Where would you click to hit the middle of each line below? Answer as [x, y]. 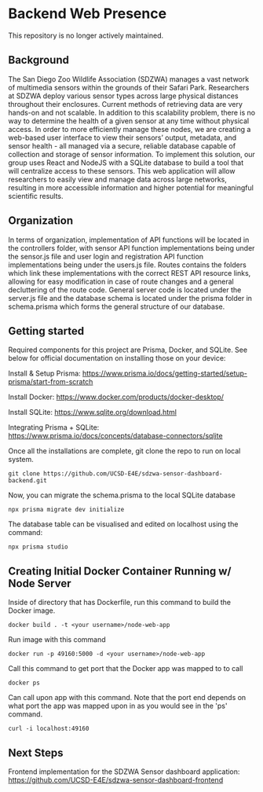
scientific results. [36, 196]
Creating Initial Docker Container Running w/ [120, 571]
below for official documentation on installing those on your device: [117, 358]
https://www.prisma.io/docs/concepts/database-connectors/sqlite [115, 436]
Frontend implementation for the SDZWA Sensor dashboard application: [124, 772]
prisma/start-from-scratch [51, 382]
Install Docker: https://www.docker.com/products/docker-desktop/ [116, 397]
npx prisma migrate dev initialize [66, 510]
